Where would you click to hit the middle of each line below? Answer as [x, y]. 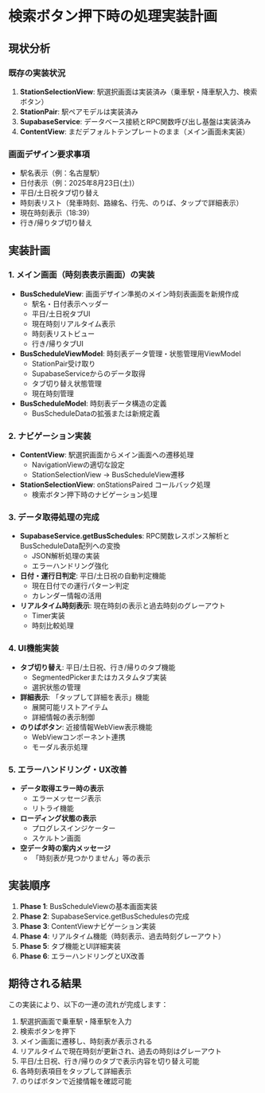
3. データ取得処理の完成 [54, 517]
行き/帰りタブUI [57, 343]
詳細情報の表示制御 [63, 717]
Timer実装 [48, 616]
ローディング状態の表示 [58, 818]
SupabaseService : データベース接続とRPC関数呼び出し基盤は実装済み [135, 121]
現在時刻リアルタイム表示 [74, 323]
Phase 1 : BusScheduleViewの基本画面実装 [88, 906]
